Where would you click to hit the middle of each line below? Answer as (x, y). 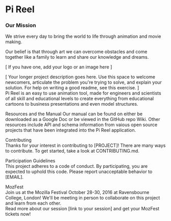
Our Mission (21, 26)
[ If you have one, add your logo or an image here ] (59, 67)
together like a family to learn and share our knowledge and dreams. (77, 57)
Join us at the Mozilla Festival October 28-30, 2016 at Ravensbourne (77, 192)
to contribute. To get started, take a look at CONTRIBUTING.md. (72, 151)
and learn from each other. (33, 203)
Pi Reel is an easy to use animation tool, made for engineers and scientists (83, 93)
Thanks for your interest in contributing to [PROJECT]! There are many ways (86, 145)
